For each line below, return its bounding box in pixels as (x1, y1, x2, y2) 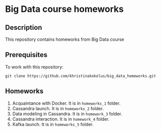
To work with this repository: (5, 64, 63, 70)
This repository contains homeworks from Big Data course (5, 36, 125, 42)
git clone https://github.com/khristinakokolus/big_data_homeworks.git (5, 73, 156, 78)
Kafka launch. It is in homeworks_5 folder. (12, 121, 94, 127)
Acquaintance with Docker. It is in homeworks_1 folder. (12, 100, 120, 106)
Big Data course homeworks (5, 3, 124, 15)
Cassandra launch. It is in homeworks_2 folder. (12, 105, 104, 111)
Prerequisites (5, 51, 48, 59)
